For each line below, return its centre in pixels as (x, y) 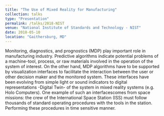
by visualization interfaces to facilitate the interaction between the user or (79, 71)
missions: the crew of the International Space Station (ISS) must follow (76, 97)
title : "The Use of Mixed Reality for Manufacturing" (61, 10)
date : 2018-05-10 (23, 32)
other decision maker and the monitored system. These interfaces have (77, 77)
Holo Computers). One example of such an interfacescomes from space (78, 92)
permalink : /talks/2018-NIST (35, 23)
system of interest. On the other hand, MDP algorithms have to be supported (82, 66)
